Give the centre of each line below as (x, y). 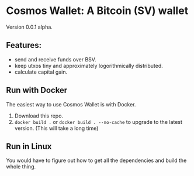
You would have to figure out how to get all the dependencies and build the (96, 161)
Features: (24, 45)
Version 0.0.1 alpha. (29, 27)
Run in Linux (29, 146)
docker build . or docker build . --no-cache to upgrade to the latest (98, 122)
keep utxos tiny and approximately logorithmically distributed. (89, 65)
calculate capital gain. (41, 72)
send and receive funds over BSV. (55, 59)
